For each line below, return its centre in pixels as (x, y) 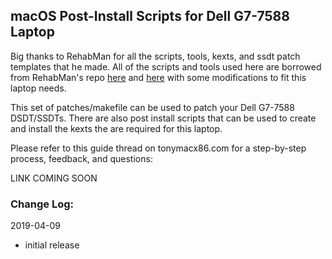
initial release (52, 245)
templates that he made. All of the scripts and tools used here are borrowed (166, 66)
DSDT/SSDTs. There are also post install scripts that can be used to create (163, 118)
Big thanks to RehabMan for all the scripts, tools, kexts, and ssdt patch (155, 56)
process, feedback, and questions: (81, 158)
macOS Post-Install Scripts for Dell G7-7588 (150, 16)
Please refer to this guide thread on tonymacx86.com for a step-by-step (158, 148)
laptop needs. (38, 88)
